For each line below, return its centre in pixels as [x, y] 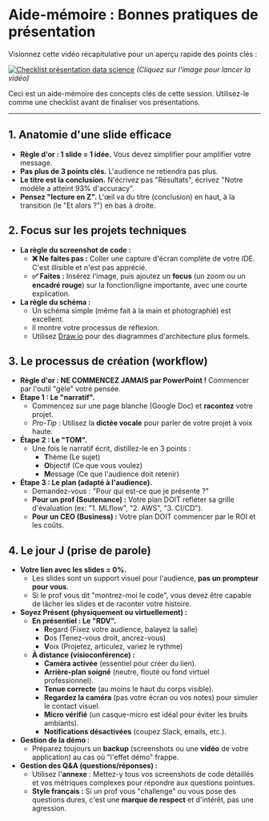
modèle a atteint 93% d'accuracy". [77, 188]
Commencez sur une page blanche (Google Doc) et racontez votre [143, 406]
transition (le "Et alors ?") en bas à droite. [88, 205]
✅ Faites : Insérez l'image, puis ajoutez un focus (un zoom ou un [139, 276]
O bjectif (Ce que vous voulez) [93, 466]
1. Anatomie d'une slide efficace [90, 135]
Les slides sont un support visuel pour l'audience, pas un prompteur [145, 578]
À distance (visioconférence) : [83, 655]
